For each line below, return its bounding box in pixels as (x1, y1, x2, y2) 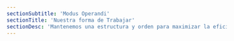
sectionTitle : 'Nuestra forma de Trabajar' (6, 17, 136, 24)
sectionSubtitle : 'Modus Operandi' (6, 10, 110, 17)
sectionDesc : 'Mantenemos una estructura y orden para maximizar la (6, 23, 210, 30)
